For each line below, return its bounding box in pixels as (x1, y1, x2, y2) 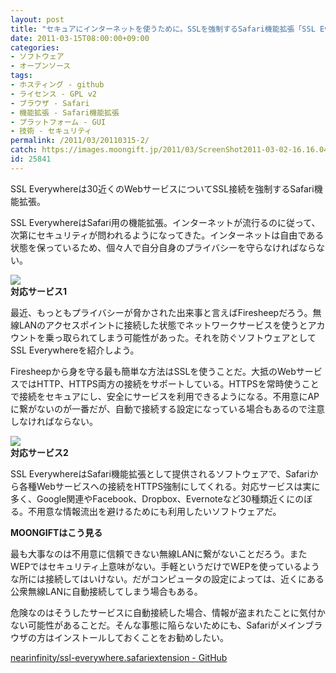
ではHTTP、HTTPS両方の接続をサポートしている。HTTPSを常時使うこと (18, 377, 320, 390)
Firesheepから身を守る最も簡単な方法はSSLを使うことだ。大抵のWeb (10, 365, 297, 377)
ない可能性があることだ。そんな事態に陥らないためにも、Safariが (10, 619, 280, 631)
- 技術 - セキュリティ (10, 126, 93, 136)
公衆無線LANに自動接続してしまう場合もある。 (10, 585, 203, 597)
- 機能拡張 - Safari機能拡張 (10, 107, 120, 118)
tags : (10, 71, 33, 81)
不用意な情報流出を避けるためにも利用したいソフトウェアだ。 (27, 505, 282, 517)
